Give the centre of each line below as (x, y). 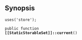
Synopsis (20, 8)
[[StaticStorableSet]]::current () (41, 33)
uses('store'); (21, 19)
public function (22, 28)
